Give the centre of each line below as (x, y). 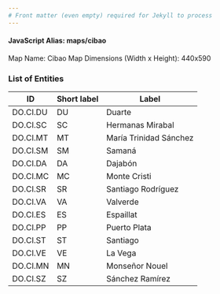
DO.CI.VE (29, 253)
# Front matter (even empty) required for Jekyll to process (110, 15)
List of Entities (36, 78)
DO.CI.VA (29, 202)
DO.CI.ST (29, 240)
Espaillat (121, 215)
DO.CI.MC (31, 177)
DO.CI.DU (30, 113)
